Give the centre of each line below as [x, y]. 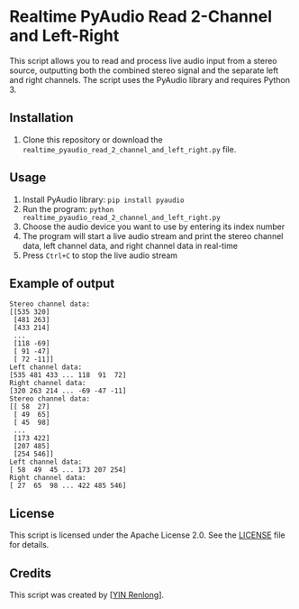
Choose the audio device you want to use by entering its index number [154, 226]
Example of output [62, 283]
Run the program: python [68, 208]
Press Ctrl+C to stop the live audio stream [100, 255]
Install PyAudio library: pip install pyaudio [103, 199]
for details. [29, 545]
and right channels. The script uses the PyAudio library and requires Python [150, 79]
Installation [41, 118]
